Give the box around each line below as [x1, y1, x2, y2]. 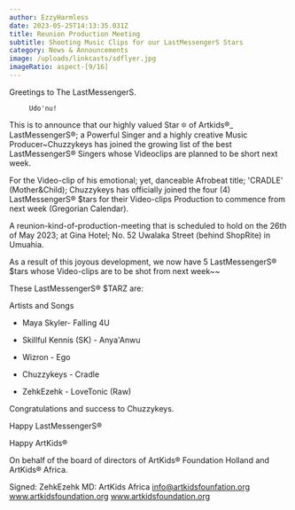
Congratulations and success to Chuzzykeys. [9, 403, 175, 413]
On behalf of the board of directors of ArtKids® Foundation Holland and [9, 454, 270, 466]
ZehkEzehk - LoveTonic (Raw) [21, 386, 132, 396]
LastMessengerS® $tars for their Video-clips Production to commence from [9, 193, 286, 204]
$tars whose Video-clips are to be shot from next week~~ [9, 265, 221, 276]
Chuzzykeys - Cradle [21, 369, 100, 380]
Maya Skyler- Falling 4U [21, 317, 111, 328]
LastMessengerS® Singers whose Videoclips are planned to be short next [9, 148, 278, 159]
